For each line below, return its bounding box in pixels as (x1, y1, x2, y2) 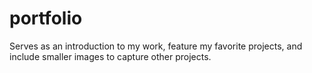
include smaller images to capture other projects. (9, 50, 212, 62)
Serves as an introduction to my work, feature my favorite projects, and (9, 40, 303, 52)
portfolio (9, 7, 83, 30)
